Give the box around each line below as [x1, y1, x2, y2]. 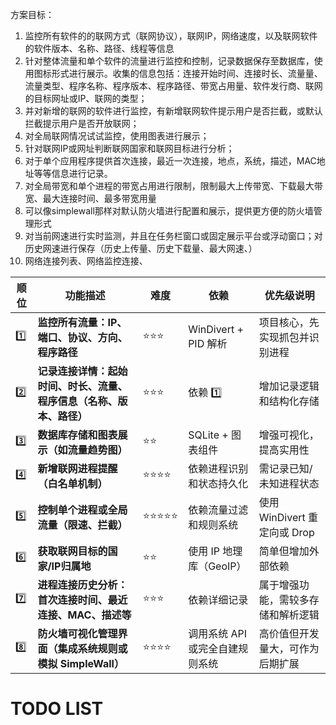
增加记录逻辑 [258, 379, 320, 393]
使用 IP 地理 [188, 544, 243, 558]
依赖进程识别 [188, 462, 249, 475]
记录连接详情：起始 [37, 364, 128, 378]
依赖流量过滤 [188, 503, 249, 517]
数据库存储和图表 [37, 428, 118, 442]
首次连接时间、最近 [37, 593, 128, 607]
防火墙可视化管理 [37, 627, 118, 640]
